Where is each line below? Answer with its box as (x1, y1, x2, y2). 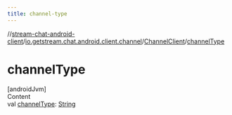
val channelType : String (7, 100, 76, 108)
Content (7, 92, 31, 100)
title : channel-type (7, 10, 68, 18)
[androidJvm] (7, 85, 47, 93)
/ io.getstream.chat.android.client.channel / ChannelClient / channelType (22, 36, 225, 46)
